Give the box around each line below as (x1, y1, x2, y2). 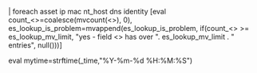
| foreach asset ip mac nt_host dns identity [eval (8, 7, 166, 16)
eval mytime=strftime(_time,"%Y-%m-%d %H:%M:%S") (8, 56, 193, 65)
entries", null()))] (8, 40, 62, 50)
